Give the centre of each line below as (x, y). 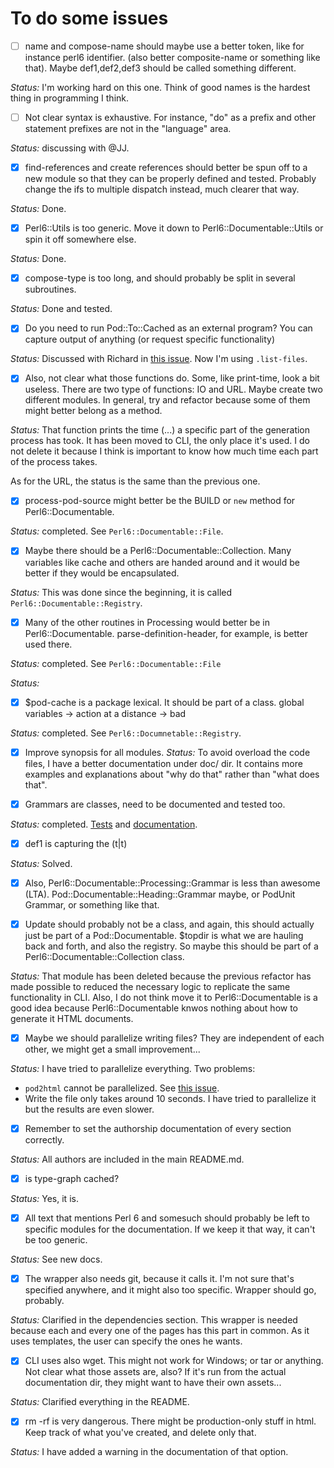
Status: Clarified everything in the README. (100, 1402)
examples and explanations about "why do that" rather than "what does (172, 774)
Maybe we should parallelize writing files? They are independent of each (174, 1038)
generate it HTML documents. (72, 1018)
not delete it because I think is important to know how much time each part (164, 451)
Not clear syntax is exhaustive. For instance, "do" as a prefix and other (170, 117)
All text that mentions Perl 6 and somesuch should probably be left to (167, 1218)
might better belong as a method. (93, 411)
